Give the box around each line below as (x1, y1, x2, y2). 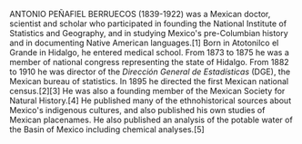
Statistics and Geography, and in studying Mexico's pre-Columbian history (9, 28, 288, 38)
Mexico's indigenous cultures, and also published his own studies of (9, 105, 266, 115)
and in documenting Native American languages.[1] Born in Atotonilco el (9, 37, 279, 48)
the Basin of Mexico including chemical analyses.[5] (9, 124, 205, 135)
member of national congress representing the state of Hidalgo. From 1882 (9, 57, 289, 67)
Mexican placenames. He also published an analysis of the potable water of (9, 114, 293, 125)
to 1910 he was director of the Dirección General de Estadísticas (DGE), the (9, 66, 291, 77)
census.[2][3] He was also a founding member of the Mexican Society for (9, 86, 286, 96)
